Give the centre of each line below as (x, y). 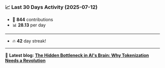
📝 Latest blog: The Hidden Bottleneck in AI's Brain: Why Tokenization (77, 55)
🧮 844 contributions (32, 20)
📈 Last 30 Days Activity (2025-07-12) (51, 7)
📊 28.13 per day (29, 25)
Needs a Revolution (25, 61)
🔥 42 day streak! (29, 41)
